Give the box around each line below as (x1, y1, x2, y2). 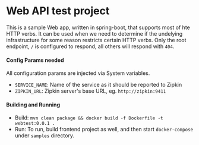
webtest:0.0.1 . (14, 121, 55, 127)
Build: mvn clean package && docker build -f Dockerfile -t (14, 114, 163, 121)
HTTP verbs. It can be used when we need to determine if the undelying (6, 30, 183, 37)
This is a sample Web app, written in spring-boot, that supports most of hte (6, 24, 190, 31)
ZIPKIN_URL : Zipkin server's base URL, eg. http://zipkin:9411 (14, 87, 166, 94)
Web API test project (6, 4, 110, 18)
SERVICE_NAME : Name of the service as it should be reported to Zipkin (14, 81, 182, 89)
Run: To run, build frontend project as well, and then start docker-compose (14, 126, 194, 133)
